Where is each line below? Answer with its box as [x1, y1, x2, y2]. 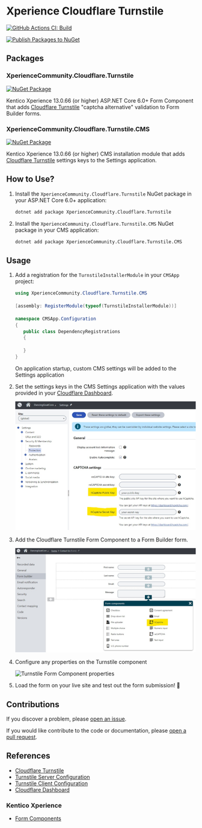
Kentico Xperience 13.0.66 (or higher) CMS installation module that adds [6, 150, 185, 158]
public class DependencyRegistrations [23, 328, 121, 334]
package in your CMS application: [14, 226, 99, 234]
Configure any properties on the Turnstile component [14, 658, 147, 666]
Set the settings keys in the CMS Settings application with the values [14, 383, 185, 390]
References [6, 751, 50, 761]
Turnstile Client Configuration [14, 780, 88, 787]
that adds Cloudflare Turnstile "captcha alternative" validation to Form [6, 103, 180, 110]
